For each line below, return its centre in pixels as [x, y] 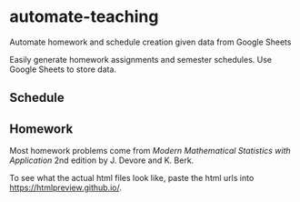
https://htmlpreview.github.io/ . [66, 187]
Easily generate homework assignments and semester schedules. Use [141, 59]
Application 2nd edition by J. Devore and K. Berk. [102, 160]
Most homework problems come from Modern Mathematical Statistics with [150, 151]
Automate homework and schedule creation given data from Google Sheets [150, 42]
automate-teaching [84, 17]
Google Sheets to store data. [63, 69]
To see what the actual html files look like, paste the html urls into [132, 178]
